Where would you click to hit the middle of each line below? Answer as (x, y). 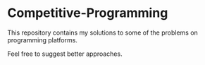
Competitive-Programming (88, 13)
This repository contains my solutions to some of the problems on (103, 32)
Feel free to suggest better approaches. (65, 54)
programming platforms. (42, 40)
